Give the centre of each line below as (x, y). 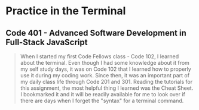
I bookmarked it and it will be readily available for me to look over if (103, 94)
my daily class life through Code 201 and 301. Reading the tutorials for (106, 82)
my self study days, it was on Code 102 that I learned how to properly (106, 69)
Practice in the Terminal (66, 11)
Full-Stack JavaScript (47, 42)
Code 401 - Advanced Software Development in (96, 33)
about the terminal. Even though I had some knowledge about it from (105, 63)
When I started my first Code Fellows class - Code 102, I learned (99, 56)
